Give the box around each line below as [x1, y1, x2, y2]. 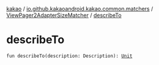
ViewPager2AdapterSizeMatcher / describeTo [6, 12, 122, 19]
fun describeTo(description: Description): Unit [6, 53, 133, 59]
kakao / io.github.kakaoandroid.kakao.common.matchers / [6, 5, 153, 12]
